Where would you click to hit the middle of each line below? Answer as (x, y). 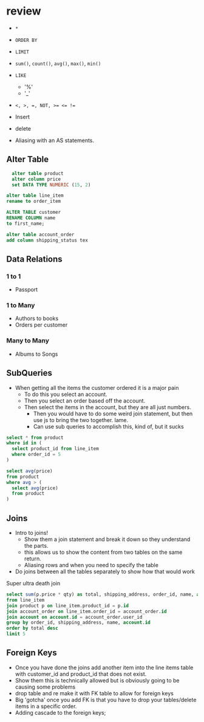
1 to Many (21, 305)
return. (32, 559)
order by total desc (32, 628)
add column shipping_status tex (47, 240)
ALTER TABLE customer (34, 213)
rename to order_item (34, 202)
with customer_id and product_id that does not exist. (81, 674)
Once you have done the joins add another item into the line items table (104, 667)
